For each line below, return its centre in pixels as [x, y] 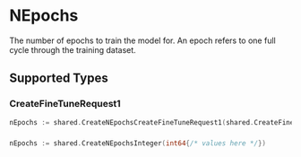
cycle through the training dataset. [73, 49]
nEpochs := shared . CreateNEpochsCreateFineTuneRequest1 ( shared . [132, 122]
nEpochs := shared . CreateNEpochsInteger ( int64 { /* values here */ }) [138, 144]
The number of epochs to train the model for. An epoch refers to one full [142, 40]
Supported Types [59, 78]
